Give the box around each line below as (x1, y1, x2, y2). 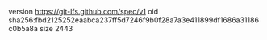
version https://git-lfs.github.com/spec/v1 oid (8, 7, 159, 16)
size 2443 (40, 24, 73, 33)
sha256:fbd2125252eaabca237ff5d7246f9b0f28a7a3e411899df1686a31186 (8, 15, 260, 25)
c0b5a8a (8, 24, 39, 33)
